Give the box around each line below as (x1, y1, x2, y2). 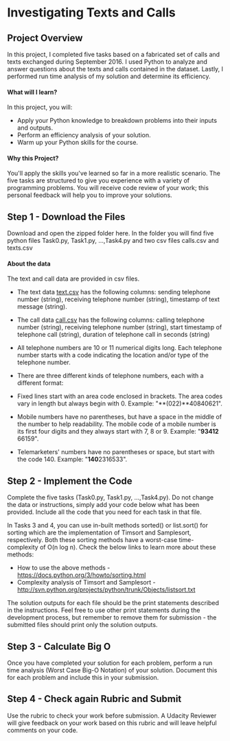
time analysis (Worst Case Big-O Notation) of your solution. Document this (7, 666, 218, 674)
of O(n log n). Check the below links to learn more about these (40, 543, 216, 552)
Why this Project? (7, 154, 59, 162)
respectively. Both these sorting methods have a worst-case (7, 536, 178, 544)
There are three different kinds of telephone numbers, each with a (16, 372, 204, 380)
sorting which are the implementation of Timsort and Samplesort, (7, 528, 192, 537)
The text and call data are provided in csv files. (7, 274, 139, 283)
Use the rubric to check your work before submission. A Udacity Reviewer (7, 711, 217, 720)
